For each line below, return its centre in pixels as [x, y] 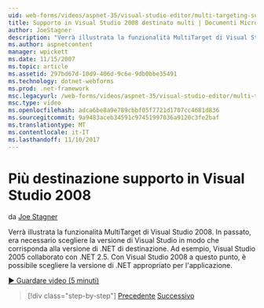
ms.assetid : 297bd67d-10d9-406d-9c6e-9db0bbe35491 [93, 74]
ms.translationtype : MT [47, 125]
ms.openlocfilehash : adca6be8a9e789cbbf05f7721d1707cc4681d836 [114, 111]
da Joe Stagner [33, 217]
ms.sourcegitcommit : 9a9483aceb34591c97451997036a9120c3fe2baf [114, 118]
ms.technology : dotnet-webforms [61, 81]
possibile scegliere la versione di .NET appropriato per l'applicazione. [121, 266]
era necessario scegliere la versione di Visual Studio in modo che [114, 240]
